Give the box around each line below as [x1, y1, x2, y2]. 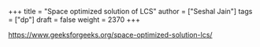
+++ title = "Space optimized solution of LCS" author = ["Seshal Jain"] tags [8, 7, 253, 16]
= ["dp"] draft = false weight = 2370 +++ [8, 15, 140, 24]
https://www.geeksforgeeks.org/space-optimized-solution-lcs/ [8, 31, 213, 39]
